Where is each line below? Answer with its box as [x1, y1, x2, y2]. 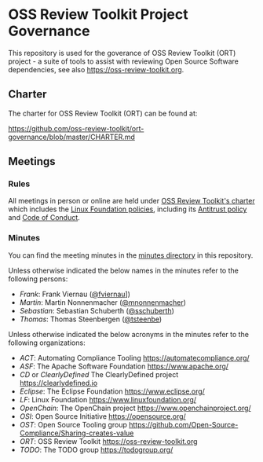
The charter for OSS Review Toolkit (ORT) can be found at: [8, 108, 198, 118]
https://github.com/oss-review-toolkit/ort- [8, 123, 144, 133]
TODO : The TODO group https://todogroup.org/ [19, 445, 174, 454]
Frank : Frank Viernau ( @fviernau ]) [19, 289, 131, 299]
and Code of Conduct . [8, 213, 80, 222]
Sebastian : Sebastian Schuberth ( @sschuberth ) [19, 306, 175, 315]
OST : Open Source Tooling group [19, 420, 128, 429]
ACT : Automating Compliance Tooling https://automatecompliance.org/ [19, 353, 250, 362]
